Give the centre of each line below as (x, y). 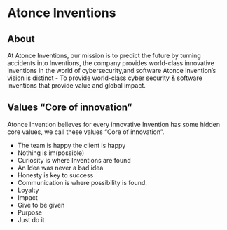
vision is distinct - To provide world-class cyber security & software (105, 78)
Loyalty (28, 190)
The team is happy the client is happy (71, 145)
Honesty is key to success (55, 175)
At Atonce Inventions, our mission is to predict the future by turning (104, 55)
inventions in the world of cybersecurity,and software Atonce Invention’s (112, 70)
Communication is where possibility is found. (82, 182)
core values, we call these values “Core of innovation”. (86, 132)
